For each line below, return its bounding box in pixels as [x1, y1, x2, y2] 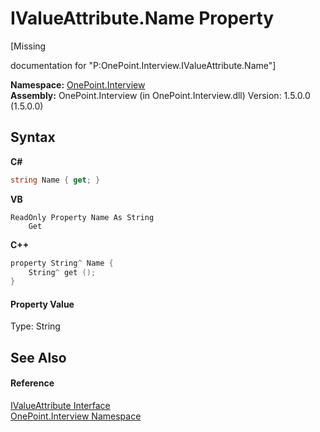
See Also [10, 349, 67, 366]
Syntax [10, 129, 56, 146]
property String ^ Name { [10, 258, 114, 268]
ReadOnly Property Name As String [10, 212, 155, 222]
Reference [10, 377, 55, 389]
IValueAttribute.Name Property [10, 7, 275, 30]
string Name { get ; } [10, 175, 101, 185]
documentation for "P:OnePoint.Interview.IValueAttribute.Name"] [10, 59, 277, 71]
